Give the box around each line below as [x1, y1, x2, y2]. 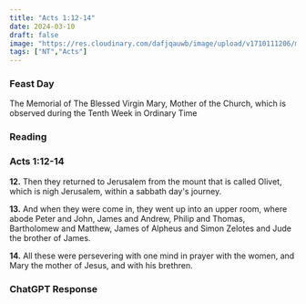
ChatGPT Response [9, 282, 98, 295]
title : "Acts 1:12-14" [9, 13, 96, 23]
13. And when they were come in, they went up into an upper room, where [9, 203, 288, 215]
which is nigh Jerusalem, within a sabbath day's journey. [9, 185, 222, 196]
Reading [9, 131, 47, 143]
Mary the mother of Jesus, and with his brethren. [9, 259, 193, 270]
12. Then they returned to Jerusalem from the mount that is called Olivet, [9, 175, 282, 187]
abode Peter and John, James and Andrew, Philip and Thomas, [9, 213, 246, 224]
